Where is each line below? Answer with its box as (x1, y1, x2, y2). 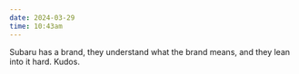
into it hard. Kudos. (9, 56, 80, 67)
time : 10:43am (9, 22, 64, 31)
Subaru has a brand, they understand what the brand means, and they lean (9, 46, 291, 57)
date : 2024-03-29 (9, 13, 75, 23)
